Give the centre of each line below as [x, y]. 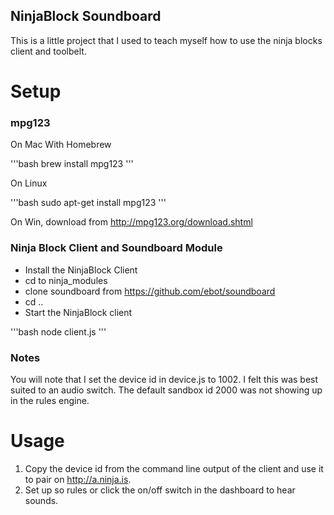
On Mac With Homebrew [61, 145]
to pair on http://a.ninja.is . [78, 479]
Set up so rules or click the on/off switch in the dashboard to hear [160, 490]
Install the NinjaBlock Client [81, 270]
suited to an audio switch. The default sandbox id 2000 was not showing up [166, 390]
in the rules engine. [50, 400]
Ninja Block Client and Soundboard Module [116, 248]
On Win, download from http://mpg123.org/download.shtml [131, 222]
